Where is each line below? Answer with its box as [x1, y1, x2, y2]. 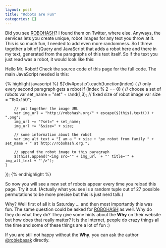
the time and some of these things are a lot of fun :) [5, 222, 110, 228]
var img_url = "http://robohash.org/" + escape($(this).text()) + [14, 111, 154, 116]
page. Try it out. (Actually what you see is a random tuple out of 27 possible [5, 186, 160, 192]
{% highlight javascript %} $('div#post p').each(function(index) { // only [5, 81, 152, 87]
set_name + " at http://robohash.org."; [5, 141, 90, 146]
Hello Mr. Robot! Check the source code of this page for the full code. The [5, 66, 157, 72]
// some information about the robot [14, 132, 92, 137]
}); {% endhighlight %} [5, 172, 52, 178]
